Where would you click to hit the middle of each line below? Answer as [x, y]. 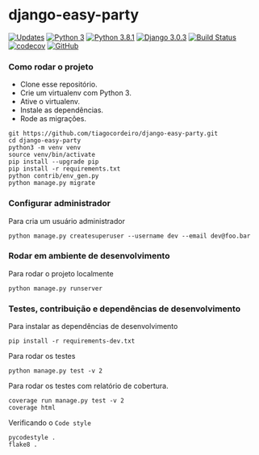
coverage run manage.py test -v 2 [67, 401]
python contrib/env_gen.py [54, 176]
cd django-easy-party [45, 141]
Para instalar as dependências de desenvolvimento [93, 327]
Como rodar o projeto [51, 66]
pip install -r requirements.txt [65, 169]
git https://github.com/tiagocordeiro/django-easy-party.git [113, 134]
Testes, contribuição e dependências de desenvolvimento [124, 309]
